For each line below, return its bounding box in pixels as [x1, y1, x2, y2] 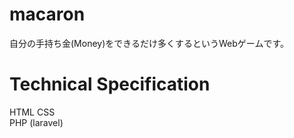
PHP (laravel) [9, 116, 64, 128]
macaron [9, 3, 86, 26]
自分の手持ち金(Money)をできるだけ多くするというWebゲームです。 [9, 37, 289, 49]
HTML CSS [9, 106, 56, 118]
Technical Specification [9, 73, 211, 96]
